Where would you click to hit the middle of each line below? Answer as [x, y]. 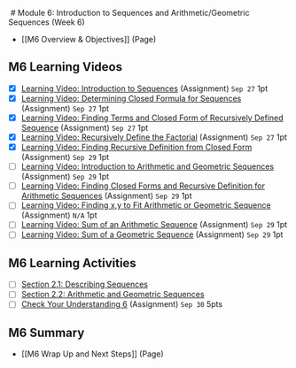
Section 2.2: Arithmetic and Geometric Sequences [113, 295]
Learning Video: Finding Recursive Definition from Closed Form [136, 147]
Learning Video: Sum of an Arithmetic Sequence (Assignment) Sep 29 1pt [154, 225]
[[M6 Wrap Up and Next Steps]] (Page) [93, 354]
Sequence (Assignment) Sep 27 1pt [85, 128]
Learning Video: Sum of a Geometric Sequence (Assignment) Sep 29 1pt [152, 234]
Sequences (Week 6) [47, 22]
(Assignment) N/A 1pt [59, 215]
